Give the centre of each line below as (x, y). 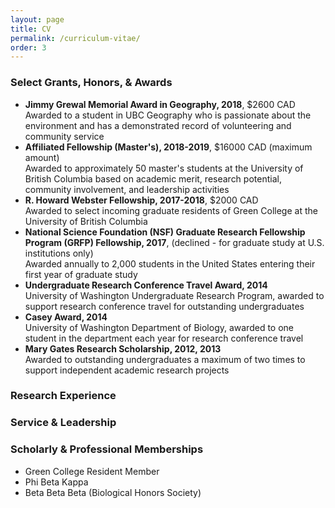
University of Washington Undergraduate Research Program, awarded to (174, 295)
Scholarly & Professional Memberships (107, 449)
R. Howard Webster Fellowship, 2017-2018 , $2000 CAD (141, 200)
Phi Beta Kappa (56, 482)
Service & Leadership (63, 423)
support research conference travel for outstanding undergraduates (164, 306)
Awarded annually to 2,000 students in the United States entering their (170, 263)
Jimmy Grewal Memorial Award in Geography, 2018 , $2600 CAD (160, 104)
